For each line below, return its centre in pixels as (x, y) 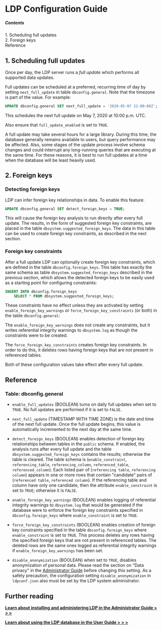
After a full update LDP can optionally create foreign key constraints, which (80, 262)
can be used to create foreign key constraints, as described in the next (76, 234)
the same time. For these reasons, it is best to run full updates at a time (76, 155)
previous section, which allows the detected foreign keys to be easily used (80, 277)
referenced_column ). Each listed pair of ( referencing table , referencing (84, 470)
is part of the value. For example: (38, 97)
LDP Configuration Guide (56, 9)
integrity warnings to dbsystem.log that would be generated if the (77, 505)
